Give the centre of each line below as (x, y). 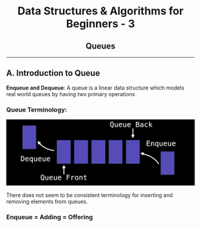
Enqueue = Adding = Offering (50, 217)
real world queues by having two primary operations (71, 94)
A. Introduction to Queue (53, 73)
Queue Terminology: (37, 109)
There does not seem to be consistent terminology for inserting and (89, 195)
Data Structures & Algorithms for (100, 11)
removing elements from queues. (47, 202)
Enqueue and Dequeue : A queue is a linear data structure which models (95, 88)
